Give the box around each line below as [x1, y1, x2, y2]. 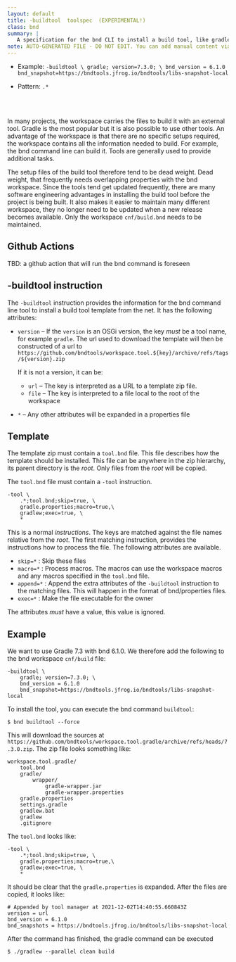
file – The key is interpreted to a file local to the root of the [27, 388, 200, 398]
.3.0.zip [7, 746, 33, 753]
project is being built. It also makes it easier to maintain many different [7, 198, 211, 206]
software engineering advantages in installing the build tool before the [7, 191, 211, 198]
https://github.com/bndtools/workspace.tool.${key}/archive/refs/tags [17, 349, 229, 356]
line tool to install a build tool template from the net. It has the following [7, 305, 212, 314]
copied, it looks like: [7, 890, 65, 899]
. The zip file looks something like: [32, 745, 131, 753]
